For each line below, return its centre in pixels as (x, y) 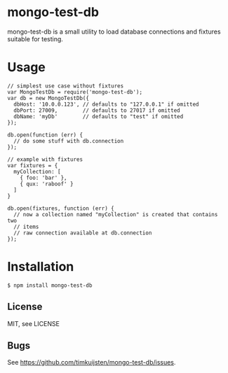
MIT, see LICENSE (33, 323)
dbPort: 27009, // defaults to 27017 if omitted (97, 110)
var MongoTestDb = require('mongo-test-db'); (75, 92)
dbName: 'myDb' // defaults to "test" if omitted (99, 116)
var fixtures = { (33, 165)
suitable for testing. (35, 38)
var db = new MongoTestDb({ (48, 98)
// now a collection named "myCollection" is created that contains (116, 214)
